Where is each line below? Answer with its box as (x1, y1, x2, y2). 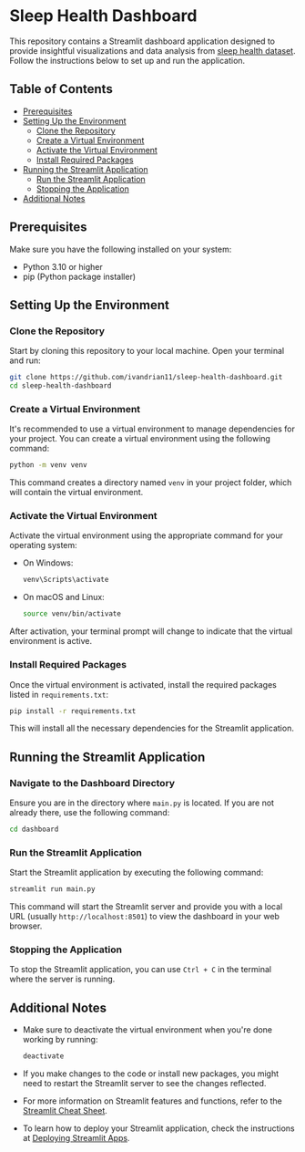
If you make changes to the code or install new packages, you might (22, 1068, 280, 1079)
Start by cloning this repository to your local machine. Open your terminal (9, 346, 285, 357)
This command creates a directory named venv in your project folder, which (9, 477, 292, 488)
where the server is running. (9, 973, 116, 985)
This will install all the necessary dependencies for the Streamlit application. (9, 722, 294, 734)
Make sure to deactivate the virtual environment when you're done (22, 1024, 273, 1035)
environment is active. (9, 636, 93, 647)
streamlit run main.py (9, 885, 96, 894)
